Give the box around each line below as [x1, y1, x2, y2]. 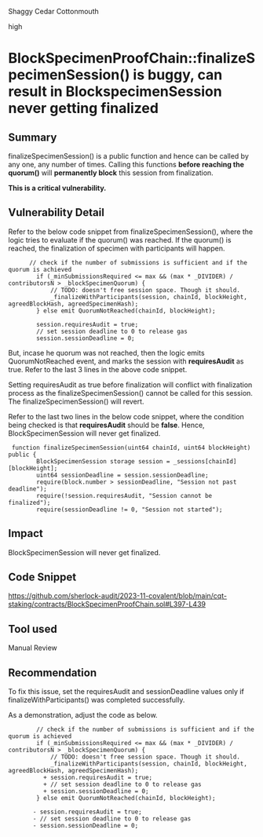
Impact [8, 527, 43, 540]
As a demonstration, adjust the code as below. [8, 711, 159, 720]
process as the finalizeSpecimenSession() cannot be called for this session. [8, 388, 254, 397]
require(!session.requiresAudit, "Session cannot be [36, 492, 213, 499]
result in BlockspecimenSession [8, 82, 222, 101]
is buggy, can [133, 66, 223, 84]
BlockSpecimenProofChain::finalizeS [8, 49, 256, 68]
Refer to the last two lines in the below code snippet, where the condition [8, 411, 245, 421]
